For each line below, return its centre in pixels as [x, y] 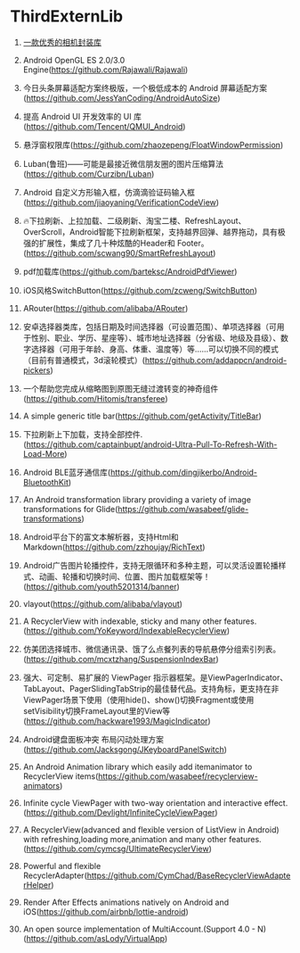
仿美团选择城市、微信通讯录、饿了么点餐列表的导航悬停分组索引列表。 [152, 649]
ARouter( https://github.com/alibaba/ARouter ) [105, 308]
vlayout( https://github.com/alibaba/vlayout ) [103, 603]
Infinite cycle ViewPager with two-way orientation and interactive [142, 803]
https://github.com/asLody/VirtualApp [96, 938]
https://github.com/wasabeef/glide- [183, 509]
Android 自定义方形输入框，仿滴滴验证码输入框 [109, 192]
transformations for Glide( [70, 509]
